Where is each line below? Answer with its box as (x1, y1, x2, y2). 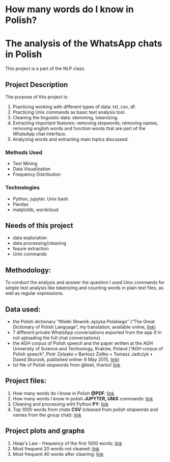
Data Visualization (12, 166, 51, 172)
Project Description (5, 80, 68, 89)
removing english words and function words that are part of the (12, 125, 146, 131)
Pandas (12, 201, 29, 207)
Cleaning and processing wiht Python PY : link (12, 401, 108, 407)
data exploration (12, 235, 47, 241)
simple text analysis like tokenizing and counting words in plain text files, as (5, 285, 164, 291)
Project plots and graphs (5, 427, 85, 435)
